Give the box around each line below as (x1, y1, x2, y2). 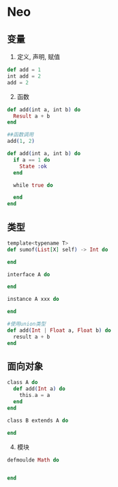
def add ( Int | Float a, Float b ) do (7, 327, 111, 334)
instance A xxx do (7, 296, 59, 303)
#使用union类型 (7, 321, 46, 328)
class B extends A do (7, 417, 69, 424)
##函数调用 (7, 131, 34, 138)
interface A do (7, 271, 50, 278)
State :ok (19, 163, 48, 170)
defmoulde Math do (7, 456, 59, 464)
